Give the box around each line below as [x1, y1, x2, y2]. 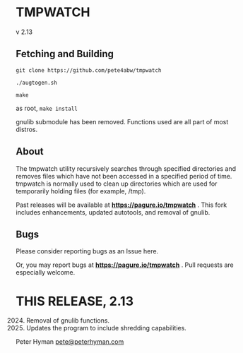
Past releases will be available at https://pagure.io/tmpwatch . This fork [16, 201, 227, 209]
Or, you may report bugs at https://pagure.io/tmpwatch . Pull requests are [16, 261, 234, 269]
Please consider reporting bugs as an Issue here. [16, 247, 159, 256]
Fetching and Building [16, 48, 114, 60]
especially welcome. [16, 268, 76, 277]
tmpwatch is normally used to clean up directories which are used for [16, 179, 218, 188]
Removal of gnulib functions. [25, 316, 109, 325]
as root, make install [16, 104, 78, 112]
